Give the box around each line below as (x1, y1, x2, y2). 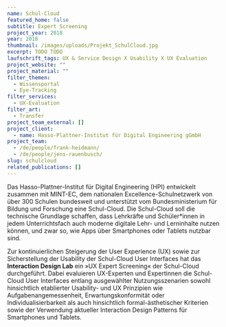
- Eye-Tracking (13, 87, 57, 94)
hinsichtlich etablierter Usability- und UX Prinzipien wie (7, 284, 163, 292)
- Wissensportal (13, 81, 60, 87)
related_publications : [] (7, 163, 81, 171)
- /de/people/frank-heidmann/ (13, 145, 100, 151)
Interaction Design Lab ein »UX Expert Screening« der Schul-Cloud (7, 262, 199, 270)
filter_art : (7, 106, 41, 113)
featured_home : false (7, 17, 69, 23)
